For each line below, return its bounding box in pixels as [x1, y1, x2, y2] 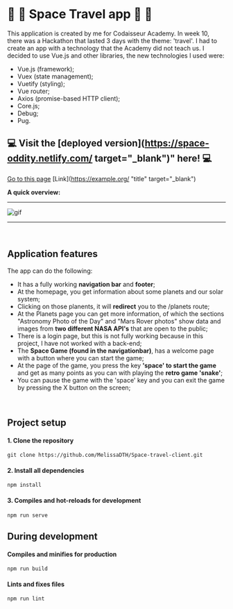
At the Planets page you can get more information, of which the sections [17, 309, 225, 318]
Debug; [17, 109, 39, 117]
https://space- [144, 137, 209, 149]
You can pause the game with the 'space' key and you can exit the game [17, 376, 225, 384]
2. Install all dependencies [7, 466, 85, 474]
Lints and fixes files [7, 580, 64, 588]
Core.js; [17, 101, 40, 110]
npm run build [7, 565, 49, 572]
